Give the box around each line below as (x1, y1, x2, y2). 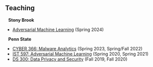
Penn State (8, 36, 31, 42)
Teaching (5, 4, 35, 12)
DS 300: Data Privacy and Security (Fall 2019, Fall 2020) (12, 56, 128, 62)
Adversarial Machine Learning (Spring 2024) (12, 27, 104, 33)
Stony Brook (8, 17, 34, 23)
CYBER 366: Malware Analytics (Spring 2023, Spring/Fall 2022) (12, 45, 143, 51)
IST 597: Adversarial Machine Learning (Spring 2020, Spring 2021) (12, 51, 149, 57)
